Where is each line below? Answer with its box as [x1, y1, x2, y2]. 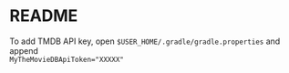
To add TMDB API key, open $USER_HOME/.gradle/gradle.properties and [9, 36, 281, 47]
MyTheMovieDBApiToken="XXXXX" [9, 55, 125, 64]
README [9, 5, 78, 26]
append [9, 45, 39, 56]
